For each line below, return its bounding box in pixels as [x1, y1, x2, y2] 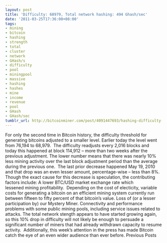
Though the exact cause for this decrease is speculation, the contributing [5, 174, 156, 180]
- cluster [5, 49, 26, 54]
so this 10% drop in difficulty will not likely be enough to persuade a [5, 216, 144, 222]
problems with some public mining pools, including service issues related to [5, 206, 161, 212]
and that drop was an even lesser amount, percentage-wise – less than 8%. [5, 168, 160, 174]
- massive [5, 77, 26, 81]
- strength [5, 40, 28, 45]
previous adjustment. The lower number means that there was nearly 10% [5, 153, 157, 159]
